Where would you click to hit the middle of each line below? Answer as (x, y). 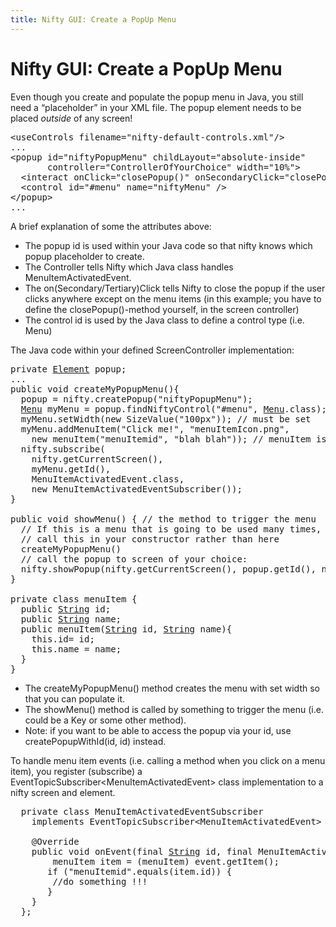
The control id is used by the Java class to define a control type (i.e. (164, 320)
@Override (55, 841)
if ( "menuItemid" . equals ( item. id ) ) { (140, 871)
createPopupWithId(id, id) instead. (95, 741)
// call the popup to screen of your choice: (134, 559)
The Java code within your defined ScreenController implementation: (152, 350)
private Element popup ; (68, 369)
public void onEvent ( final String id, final (142, 851)
